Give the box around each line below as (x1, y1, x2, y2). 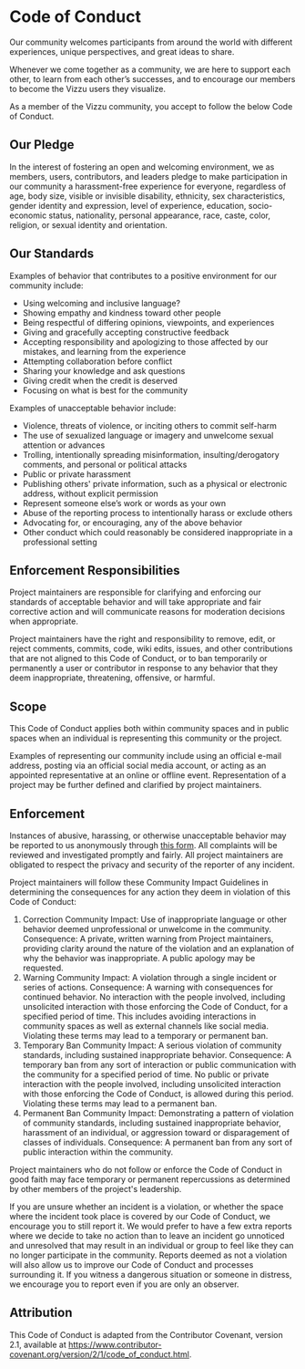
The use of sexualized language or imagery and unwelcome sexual (22, 430, 274, 441)
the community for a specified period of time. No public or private (22, 1069, 269, 1080)
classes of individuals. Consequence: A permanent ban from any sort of (22, 1137, 293, 1147)
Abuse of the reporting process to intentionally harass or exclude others (22, 507, 293, 518)
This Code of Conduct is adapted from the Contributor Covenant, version (9, 1329, 284, 1340)
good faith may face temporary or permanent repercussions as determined (9, 1174, 291, 1185)
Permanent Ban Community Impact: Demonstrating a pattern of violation (22, 1108, 294, 1118)
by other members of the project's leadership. (9, 1184, 182, 1194)
